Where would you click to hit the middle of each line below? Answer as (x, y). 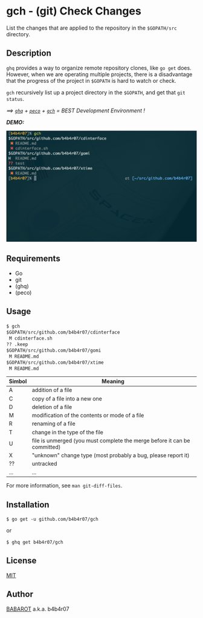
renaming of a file (53, 423)
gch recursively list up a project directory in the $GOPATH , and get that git (96, 92)
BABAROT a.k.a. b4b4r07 (38, 609)
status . (15, 98)
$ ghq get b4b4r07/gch (35, 542)
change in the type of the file (68, 432)
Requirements (33, 259)
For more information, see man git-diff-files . (64, 486)
